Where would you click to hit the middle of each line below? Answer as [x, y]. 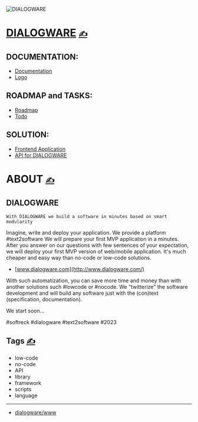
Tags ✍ [21, 341]
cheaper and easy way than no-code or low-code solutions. [79, 258]
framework [28, 383]
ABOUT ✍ [30, 179]
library [22, 377]
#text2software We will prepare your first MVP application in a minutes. [93, 239]
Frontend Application [40, 149]
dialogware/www [35, 413]
